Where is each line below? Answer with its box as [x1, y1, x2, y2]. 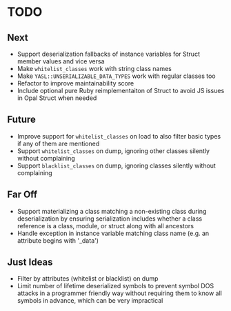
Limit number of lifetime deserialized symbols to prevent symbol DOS [17, 282, 214, 290]
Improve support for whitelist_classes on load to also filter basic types [17, 132, 221, 140]
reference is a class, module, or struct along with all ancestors [17, 221, 194, 230]
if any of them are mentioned [17, 139, 100, 148]
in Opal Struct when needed [17, 94, 97, 102]
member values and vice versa [17, 57, 105, 66]
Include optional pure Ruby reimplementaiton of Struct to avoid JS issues [17, 87, 225, 94]
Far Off [7, 189, 38, 201]
